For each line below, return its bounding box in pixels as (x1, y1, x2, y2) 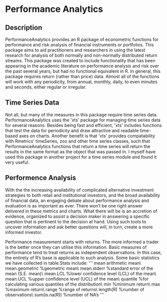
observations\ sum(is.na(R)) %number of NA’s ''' (5, 292, 104, 298)
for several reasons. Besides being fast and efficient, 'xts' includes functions (5, 122, 162, 128)
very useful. (5, 159, 30, 165)
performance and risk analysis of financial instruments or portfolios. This (5, 42, 154, 48)
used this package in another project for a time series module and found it (5, 154, 157, 160)
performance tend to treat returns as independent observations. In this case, (5, 249, 162, 255)
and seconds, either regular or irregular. (5, 84, 87, 90)
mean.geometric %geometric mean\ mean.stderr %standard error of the (5, 265, 153, 271)
